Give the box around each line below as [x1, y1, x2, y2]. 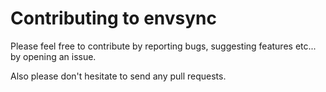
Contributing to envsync [10, 7, 218, 30]
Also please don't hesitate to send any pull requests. [10, 70, 227, 82]
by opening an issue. [10, 50, 97, 62]
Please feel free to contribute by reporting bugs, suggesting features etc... [10, 40, 317, 52]
